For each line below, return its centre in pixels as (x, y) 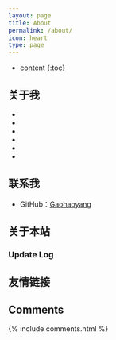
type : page (26, 45)
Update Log (31, 255)
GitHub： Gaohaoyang (55, 204)
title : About (30, 23)
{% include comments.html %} (58, 329)
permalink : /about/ (41, 30)
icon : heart (28, 38)
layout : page (30, 15)
